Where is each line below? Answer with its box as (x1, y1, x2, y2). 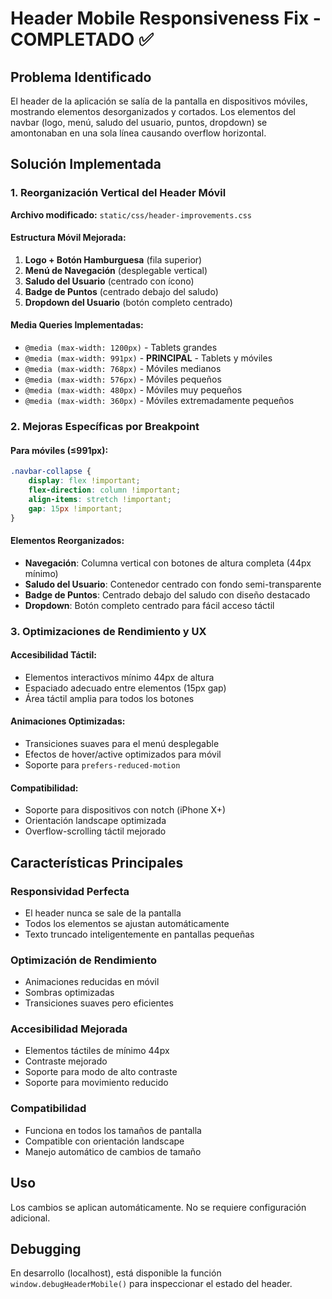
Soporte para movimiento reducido (24, 1077, 169, 1089)
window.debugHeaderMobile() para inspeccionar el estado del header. (10, 1278, 293, 1290)
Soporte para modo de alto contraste (24, 1066, 178, 1078)
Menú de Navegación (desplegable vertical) (24, 264, 208, 276)
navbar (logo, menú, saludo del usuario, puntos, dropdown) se (10, 117, 268, 128)
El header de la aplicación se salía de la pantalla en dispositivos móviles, (10, 95, 308, 107)
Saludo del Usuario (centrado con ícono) (24, 275, 195, 287)
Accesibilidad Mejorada (10, 1022, 128, 1036)
